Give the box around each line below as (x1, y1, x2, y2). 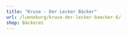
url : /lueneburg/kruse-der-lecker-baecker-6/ (6, 14, 121, 20)
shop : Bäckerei (6, 20, 44, 26)
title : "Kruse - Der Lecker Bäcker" (6, 8, 97, 15)
